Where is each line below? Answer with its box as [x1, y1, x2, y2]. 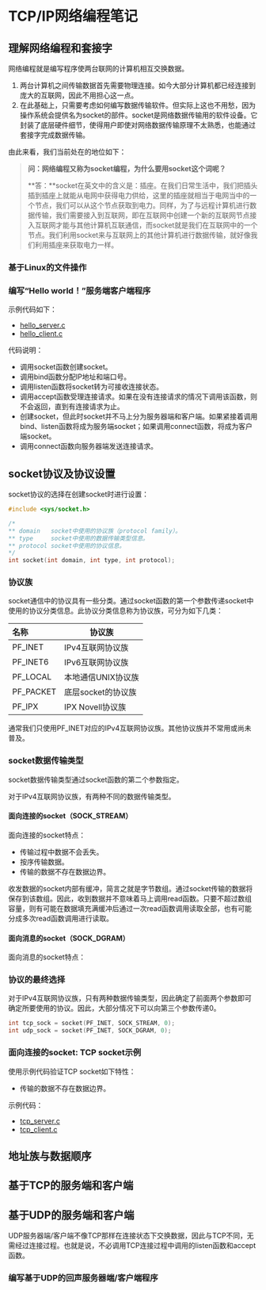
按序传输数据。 [19, 857, 69, 867]
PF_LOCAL [12, 672, 52, 683]
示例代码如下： [8, 304, 57, 314]
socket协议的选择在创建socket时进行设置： [8, 489, 149, 500]
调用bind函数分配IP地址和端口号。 [19, 372, 131, 381]
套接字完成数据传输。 [19, 130, 89, 140]
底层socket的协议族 [63, 687, 137, 698]
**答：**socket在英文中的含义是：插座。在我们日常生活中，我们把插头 [27, 181, 258, 190]
